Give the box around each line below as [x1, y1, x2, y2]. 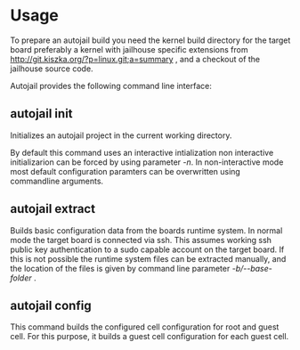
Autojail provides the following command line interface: [10, 80, 212, 91]
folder [10, 273, 32, 283]
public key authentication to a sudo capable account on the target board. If [10, 244, 285, 255]
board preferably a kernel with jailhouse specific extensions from [10, 44, 248, 54]
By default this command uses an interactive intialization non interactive [10, 147, 274, 158]
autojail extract [10, 201, 96, 216]
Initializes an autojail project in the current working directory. [10, 130, 232, 141]
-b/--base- [231, 263, 272, 273]
